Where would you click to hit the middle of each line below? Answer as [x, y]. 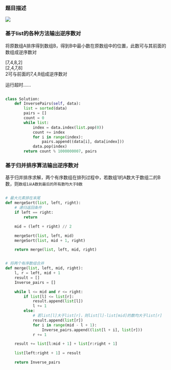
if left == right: [34, 213]
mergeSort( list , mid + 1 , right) [50, 240]
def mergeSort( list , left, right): [43, 203]
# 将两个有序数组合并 [25, 263]
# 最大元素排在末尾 [23, 198]
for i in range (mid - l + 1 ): [65, 325]
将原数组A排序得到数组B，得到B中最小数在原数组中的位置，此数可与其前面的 [86, 46]
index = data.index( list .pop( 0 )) [68, 127]
